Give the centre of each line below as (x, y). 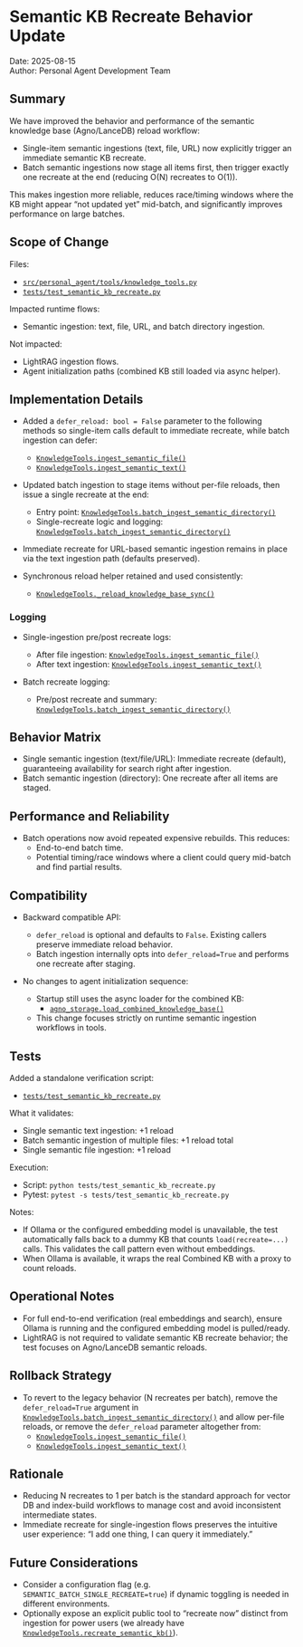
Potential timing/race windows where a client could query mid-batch (163, 857)
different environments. (66, 1604)
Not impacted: (36, 344)
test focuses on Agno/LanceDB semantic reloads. (115, 1347)
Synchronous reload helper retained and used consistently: (133, 576)
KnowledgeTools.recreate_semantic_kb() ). (100, 1633)
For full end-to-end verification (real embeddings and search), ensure (152, 1318)
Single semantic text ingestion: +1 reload (98, 1130)
